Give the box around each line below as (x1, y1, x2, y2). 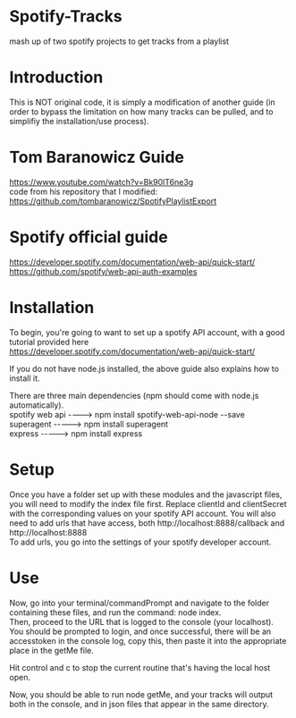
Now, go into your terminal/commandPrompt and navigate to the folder (9, 597, 270, 608)
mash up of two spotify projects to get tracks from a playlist (9, 36, 230, 46)
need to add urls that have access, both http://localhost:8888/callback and (9, 517, 285, 528)
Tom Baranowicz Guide (9, 148, 185, 167)
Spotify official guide (9, 227, 168, 247)
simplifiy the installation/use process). (9, 115, 149, 126)
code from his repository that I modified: (9, 186, 158, 197)
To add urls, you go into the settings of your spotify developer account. (9, 536, 272, 547)
